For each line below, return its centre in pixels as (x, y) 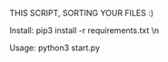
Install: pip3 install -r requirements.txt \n (84, 30)
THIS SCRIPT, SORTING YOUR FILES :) (82, 13)
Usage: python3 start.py (55, 48)
